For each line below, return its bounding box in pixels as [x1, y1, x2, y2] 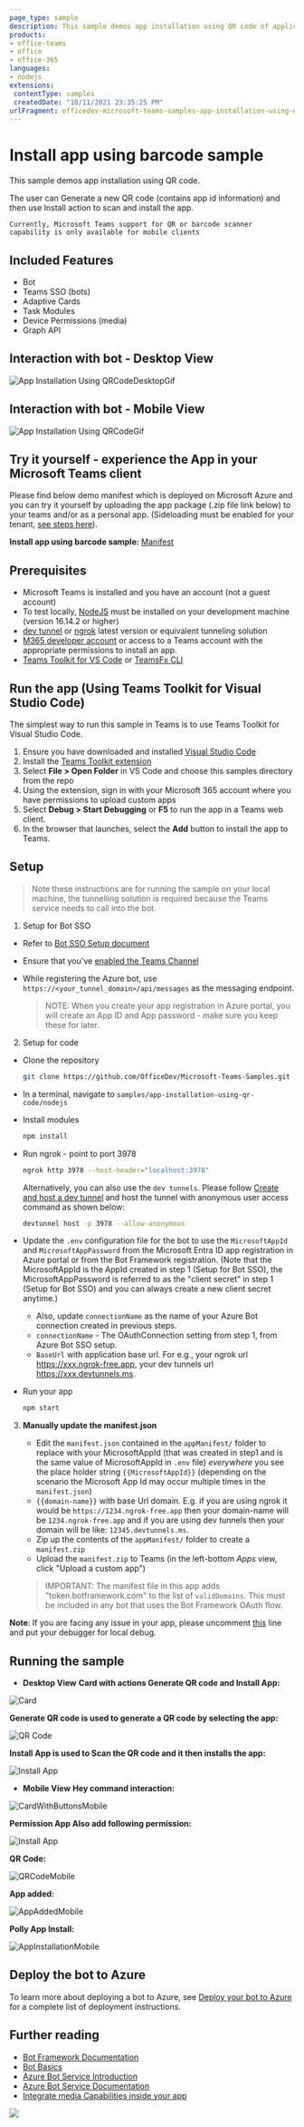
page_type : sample [9, 13, 79, 23]
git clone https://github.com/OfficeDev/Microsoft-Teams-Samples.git [22, 1072, 291, 1081]
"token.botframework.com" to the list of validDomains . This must [44, 1590, 285, 1602]
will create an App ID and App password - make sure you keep [44, 1009, 279, 1021]
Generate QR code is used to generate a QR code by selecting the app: [9, 1712, 279, 1724]
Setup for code [22, 1036, 79, 1048]
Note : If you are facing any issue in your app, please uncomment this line [9, 1617, 282, 1629]
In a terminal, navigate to [22, 1088, 115, 1099]
